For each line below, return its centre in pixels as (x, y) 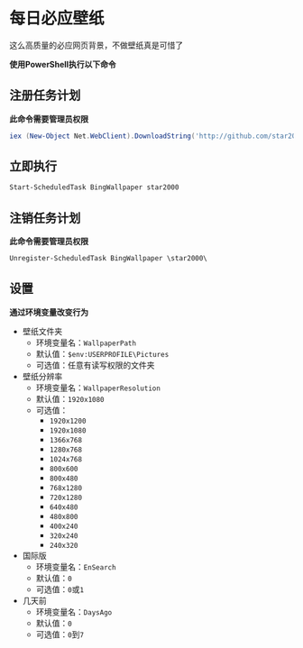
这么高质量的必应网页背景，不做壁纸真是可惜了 (96, 45)
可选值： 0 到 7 (60, 634)
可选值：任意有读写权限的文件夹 (95, 365)
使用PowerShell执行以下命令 (63, 64)
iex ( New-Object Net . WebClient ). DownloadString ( (102, 136)
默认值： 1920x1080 (70, 398)
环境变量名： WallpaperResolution (98, 388)
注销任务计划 (45, 218)
